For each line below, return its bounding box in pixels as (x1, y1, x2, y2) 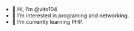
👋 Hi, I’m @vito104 (11, 6, 57, 13)
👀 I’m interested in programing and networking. (11, 12, 129, 19)
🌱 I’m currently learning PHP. (11, 18, 84, 25)
